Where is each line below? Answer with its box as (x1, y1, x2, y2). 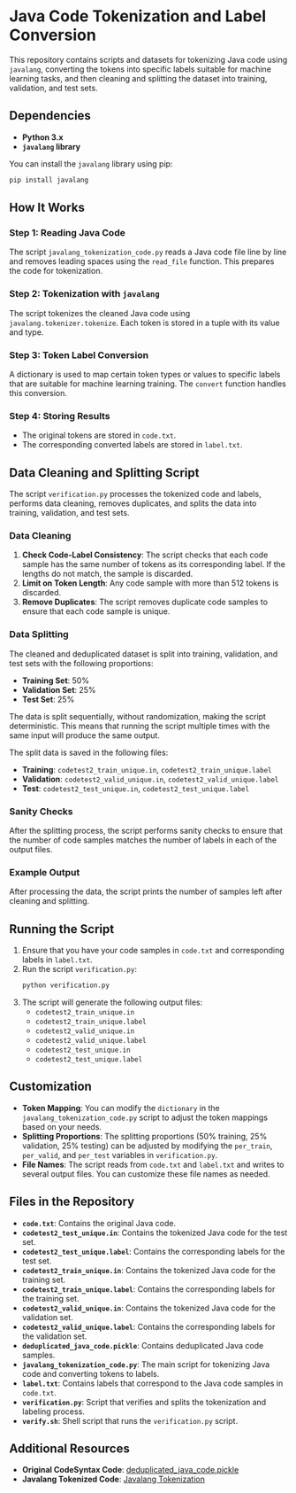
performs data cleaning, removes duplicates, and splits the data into (9, 498, 257, 509)
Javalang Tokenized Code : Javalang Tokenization (21, 1474, 205, 1485)
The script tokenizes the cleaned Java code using (9, 307, 191, 318)
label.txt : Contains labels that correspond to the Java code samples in (21, 1378, 284, 1388)
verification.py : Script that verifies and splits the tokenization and (21, 1396, 267, 1407)
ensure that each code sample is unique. (21, 606, 171, 617)
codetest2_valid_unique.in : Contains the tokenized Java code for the (21, 1302, 277, 1313)
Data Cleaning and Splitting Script (9, 465, 200, 480)
